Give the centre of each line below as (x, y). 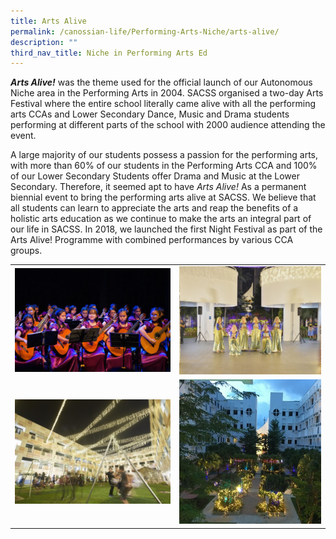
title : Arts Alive (48, 21)
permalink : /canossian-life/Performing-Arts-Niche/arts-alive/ (145, 31)
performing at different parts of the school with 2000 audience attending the (168, 125)
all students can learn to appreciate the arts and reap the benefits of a (154, 208)
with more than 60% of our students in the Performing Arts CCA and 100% (164, 166)
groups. (26, 251)
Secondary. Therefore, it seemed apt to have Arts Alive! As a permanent (158, 187)
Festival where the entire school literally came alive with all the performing (163, 104)
